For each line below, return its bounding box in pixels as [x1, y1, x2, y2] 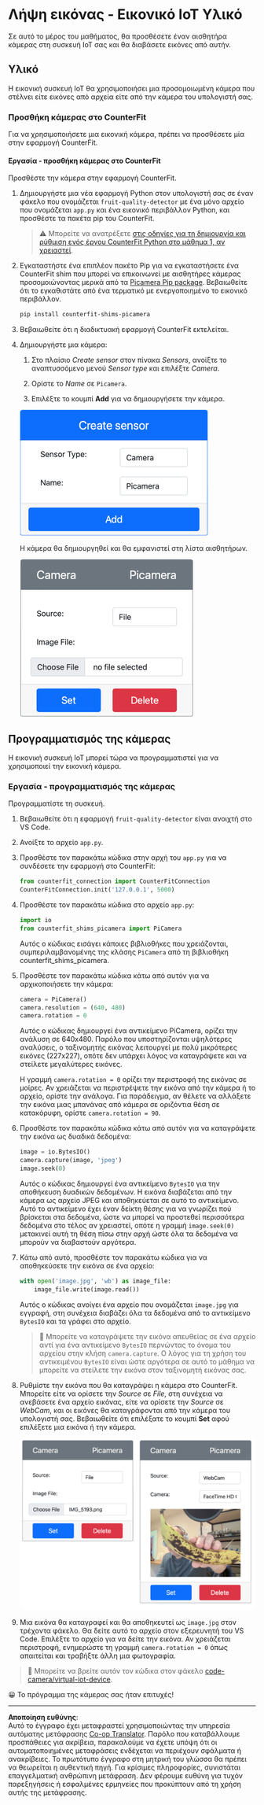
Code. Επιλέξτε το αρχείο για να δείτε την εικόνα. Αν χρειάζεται [19, 1634, 231, 1644]
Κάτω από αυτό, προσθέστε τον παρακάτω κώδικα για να [19, 1253, 208, 1262]
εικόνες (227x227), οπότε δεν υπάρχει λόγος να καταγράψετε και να [19, 1051, 247, 1061]
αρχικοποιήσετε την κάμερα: [19, 979, 114, 988]
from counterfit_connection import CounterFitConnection [19, 877, 211, 886]
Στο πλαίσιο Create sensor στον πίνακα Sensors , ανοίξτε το [31, 356, 227, 365]
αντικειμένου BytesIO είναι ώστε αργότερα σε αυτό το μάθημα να [38, 1357, 255, 1366]
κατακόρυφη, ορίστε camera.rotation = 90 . [19, 1108, 161, 1118]
